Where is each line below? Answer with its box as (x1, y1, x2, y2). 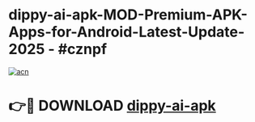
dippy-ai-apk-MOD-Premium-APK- (8, 6, 249, 24)
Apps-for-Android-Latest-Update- (8, 23, 245, 41)
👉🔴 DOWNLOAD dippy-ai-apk (8, 97, 216, 115)
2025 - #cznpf (8, 40, 108, 58)
